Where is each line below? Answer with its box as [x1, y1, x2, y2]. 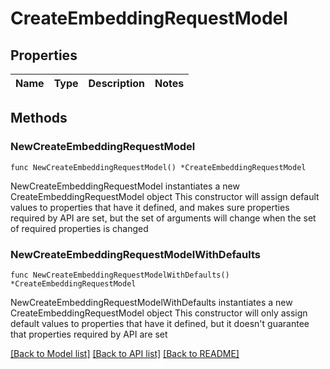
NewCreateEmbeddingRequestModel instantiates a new [10, 180, 240, 192]
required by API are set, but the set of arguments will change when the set [10, 212, 317, 224]
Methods [10, 110, 68, 127]
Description [88, 77, 145, 90]
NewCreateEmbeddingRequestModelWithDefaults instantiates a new [10, 296, 293, 308]
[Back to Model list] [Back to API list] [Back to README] [10, 347, 240, 359]
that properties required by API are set [10, 328, 168, 340]
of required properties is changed [10, 222, 149, 234]
